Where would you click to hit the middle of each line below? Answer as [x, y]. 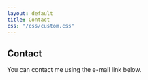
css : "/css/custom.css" [41, 26]
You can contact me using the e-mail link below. [74, 70]
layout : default [30, 13]
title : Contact [29, 20]
